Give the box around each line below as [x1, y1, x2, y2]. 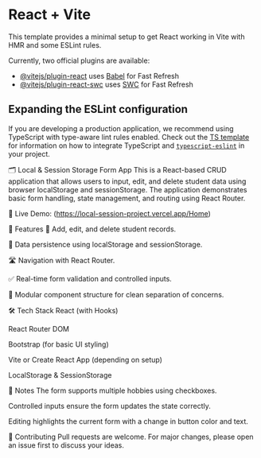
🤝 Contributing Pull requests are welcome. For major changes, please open [8, 432, 254, 441]
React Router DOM [8, 324, 70, 333]
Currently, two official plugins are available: [8, 56, 150, 65]
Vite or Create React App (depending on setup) [8, 355, 163, 364]
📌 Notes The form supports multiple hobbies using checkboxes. [8, 386, 217, 395]
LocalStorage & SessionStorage [8, 370, 112, 379]
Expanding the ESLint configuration [8, 103, 189, 116]
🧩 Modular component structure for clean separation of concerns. [8, 289, 224, 299]
